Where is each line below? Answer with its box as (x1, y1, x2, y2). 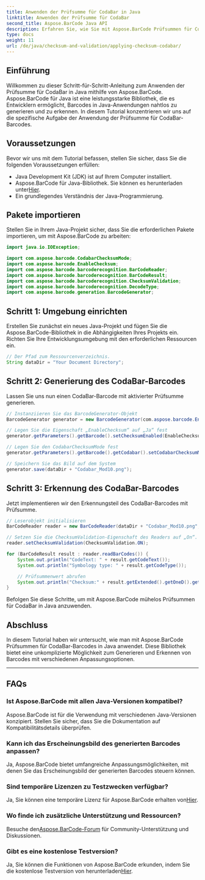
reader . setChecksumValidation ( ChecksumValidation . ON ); (6, 540, 149, 546)
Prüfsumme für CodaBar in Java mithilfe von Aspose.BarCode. (6, 88, 164, 95)
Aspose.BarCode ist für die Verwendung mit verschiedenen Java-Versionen (6, 711, 197, 718)
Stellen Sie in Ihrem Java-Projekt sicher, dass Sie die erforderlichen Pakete (6, 226, 194, 234)
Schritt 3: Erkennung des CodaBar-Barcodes (6, 483, 179, 494)
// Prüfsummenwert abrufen (17, 573, 86, 579)
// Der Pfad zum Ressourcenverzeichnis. (6, 354, 111, 360)
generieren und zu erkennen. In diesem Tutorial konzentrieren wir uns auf (6, 107, 191, 115)
